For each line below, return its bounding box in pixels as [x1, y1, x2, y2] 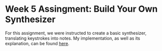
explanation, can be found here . [5, 40, 70, 46]
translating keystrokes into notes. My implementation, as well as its [5, 35, 140, 41]
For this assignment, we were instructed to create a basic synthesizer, [5, 30, 147, 36]
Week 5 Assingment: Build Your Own [5, 3, 158, 15]
